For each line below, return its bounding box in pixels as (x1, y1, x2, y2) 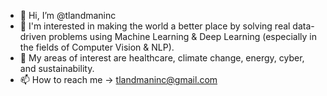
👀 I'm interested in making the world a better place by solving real (19, 20, 291, 32)
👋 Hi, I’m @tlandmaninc (19, 10, 117, 21)
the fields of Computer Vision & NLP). (19, 41, 175, 53)
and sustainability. (19, 63, 95, 74)
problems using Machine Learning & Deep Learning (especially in (48, 31, 317, 42)
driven (19, 31, 47, 42)
